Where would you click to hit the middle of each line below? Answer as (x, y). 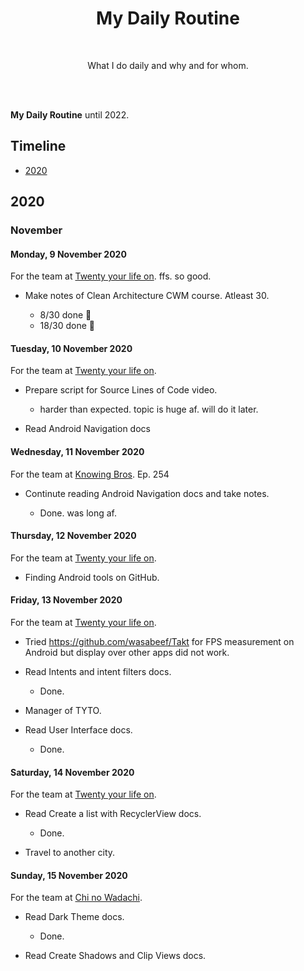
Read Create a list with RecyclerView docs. (113, 814)
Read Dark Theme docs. (74, 917)
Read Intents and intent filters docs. (98, 672)
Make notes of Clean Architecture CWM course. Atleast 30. (147, 296)
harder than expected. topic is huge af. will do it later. (149, 409)
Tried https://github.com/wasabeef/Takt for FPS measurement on (159, 642)
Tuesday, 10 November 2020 (71, 348)
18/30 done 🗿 (67, 326)
